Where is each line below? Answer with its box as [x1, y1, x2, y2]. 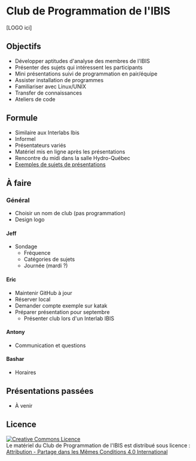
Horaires [14, 369, 36, 376]
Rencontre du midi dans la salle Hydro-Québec [14, 154, 130, 161]
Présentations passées [6, 386, 94, 396]
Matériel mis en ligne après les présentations [14, 148, 125, 155]
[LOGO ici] [6, 24, 32, 31]
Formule [6, 113, 38, 123]
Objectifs [6, 41, 42, 52]
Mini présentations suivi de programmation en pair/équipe [14, 70, 158, 77]
